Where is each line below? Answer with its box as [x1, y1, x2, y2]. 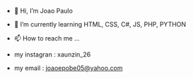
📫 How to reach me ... [13, 34, 80, 42]
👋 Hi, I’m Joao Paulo [13, 7, 73, 15]
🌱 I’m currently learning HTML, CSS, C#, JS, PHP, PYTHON [13, 20, 187, 28]
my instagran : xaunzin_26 [13, 50, 91, 59]
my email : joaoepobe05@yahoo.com [13, 64, 123, 72]
